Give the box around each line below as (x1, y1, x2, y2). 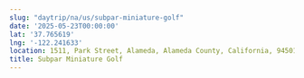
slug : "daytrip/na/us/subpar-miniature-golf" (9, 13, 184, 22)
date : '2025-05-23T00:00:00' (9, 22, 119, 30)
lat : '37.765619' (9, 30, 75, 39)
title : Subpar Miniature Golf (9, 55, 124, 64)
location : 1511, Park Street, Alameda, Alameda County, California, (9, 47, 273, 56)
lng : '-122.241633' (9, 38, 83, 48)
